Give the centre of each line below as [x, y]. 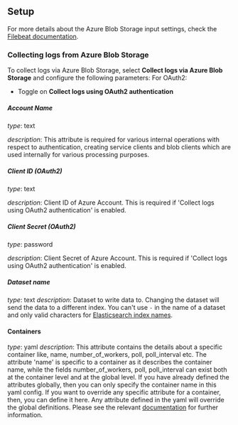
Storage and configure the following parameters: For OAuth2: [97, 78]
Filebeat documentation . [43, 36]
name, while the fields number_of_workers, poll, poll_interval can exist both [117, 370]
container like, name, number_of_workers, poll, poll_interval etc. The [107, 355]
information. [25, 415]
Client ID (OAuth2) [35, 171]
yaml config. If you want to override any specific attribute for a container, [114, 392]
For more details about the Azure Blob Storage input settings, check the [112, 28]
